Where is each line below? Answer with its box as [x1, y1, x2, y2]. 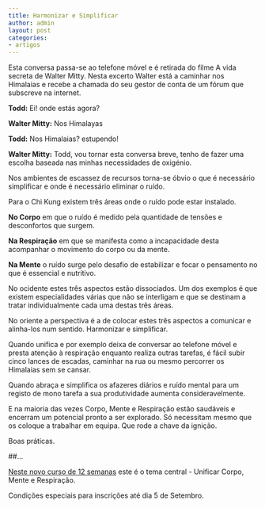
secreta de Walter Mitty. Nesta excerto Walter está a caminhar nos [8, 71, 225, 81]
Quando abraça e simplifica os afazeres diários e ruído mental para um [8, 380, 240, 390]
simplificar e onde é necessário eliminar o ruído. [8, 181, 165, 191]
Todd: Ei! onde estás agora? [8, 104, 100, 113]
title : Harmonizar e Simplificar [8, 11, 119, 20]
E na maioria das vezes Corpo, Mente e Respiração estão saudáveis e [8, 404, 236, 414]
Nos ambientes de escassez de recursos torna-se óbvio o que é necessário [8, 174, 256, 183]
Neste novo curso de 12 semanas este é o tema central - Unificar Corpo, [8, 467, 244, 476]
